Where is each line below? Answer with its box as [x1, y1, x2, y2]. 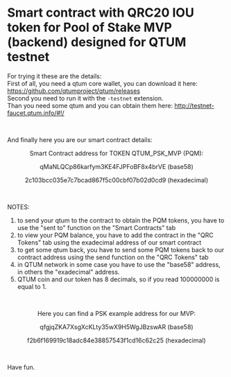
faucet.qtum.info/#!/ [7, 109, 65, 117]
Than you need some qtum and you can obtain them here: [7, 101, 173, 109]
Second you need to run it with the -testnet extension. [7, 94, 164, 102]
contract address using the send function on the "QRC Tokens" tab [17, 253, 209, 261]
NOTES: [7, 202, 30, 211]
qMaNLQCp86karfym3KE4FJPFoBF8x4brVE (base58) [39, 162, 194, 170]
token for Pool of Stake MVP [7, 19, 172, 35]
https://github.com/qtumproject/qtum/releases [7, 87, 141, 95]
